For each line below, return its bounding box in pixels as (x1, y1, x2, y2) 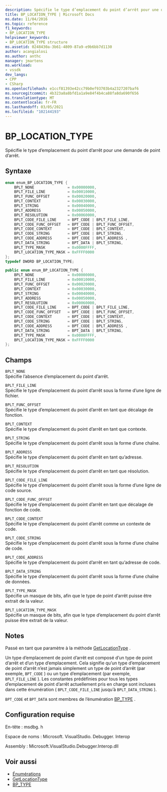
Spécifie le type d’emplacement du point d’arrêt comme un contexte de (5, 521, 151, 527)
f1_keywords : (5, 26, 32, 31)
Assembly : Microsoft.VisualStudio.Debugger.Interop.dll (5, 743, 119, 749)
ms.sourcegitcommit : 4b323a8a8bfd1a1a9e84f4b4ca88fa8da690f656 (5, 91, 139, 96)
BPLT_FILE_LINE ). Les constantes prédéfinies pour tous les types (5, 676, 138, 682)
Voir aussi (5, 758, 37, 766)
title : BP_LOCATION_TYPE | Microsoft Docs (5, 12, 94, 17)
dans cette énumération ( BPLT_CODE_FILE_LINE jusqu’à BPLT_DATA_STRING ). (5, 686, 157, 692)
